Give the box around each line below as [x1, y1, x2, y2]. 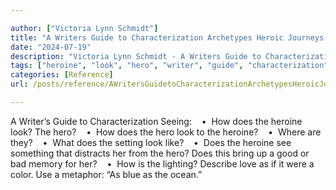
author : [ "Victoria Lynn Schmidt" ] [10, 23, 159, 33]
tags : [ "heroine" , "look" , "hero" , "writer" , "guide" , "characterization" [10, 61, 329, 71]
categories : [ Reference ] [10, 70, 114, 80]
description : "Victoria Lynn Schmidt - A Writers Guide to [10, 51, 262, 61]
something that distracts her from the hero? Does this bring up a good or [10, 147, 310, 159]
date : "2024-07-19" [10, 42, 92, 52]
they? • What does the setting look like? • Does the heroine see [10, 136, 292, 148]
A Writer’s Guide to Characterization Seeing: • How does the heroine [10, 115, 303, 127]
